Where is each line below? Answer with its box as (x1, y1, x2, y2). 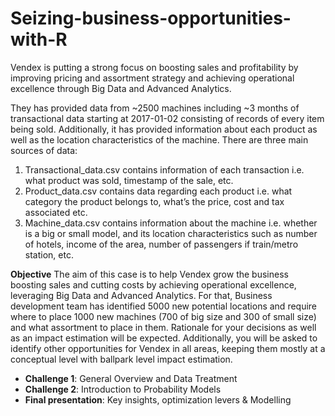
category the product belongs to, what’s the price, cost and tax (24, 195, 285, 207)
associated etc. (24, 206, 88, 218)
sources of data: (10, 144, 78, 156)
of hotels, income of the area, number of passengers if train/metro (24, 238, 299, 250)
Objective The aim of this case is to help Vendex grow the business (10, 268, 289, 280)
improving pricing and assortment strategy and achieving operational (10, 72, 295, 84)
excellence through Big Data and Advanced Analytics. (10, 82, 232, 94)
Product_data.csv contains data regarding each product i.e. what (24, 185, 293, 197)
